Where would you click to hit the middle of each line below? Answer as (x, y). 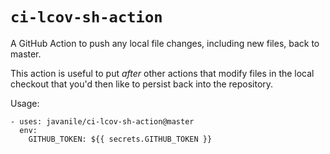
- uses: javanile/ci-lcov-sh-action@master (102, 121)
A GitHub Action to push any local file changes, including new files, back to (165, 43)
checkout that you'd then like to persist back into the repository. (142, 84)
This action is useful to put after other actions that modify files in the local (162, 73)
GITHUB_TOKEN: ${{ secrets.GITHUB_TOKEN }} (120, 139)
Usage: (25, 103)
